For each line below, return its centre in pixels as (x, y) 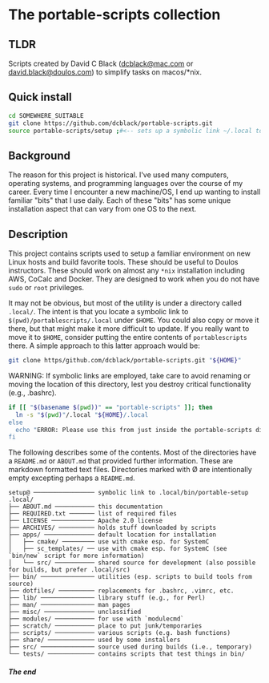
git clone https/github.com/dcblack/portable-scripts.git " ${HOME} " (125, 361)
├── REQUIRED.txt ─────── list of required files (93, 514)
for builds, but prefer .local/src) (69, 570)
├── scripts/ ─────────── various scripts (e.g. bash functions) (119, 633)
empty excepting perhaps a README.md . (72, 478)
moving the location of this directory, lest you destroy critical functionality (130, 384)
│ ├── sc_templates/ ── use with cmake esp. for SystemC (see (118, 549)
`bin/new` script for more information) (77, 556)
